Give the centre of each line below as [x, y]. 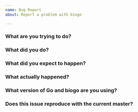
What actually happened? [37, 77]
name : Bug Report [23, 10]
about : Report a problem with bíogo [43, 15]
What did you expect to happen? [46, 63]
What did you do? [27, 50]
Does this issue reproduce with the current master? [69, 104]
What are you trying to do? [38, 37]
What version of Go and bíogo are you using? [61, 90]
